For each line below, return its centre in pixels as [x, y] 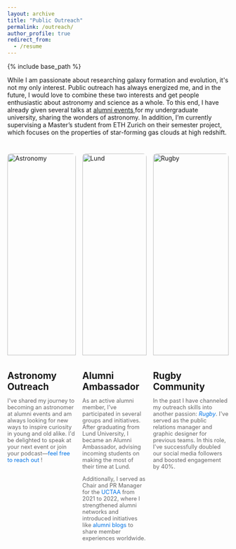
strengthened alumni [109, 506]
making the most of [107, 460]
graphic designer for [180, 434]
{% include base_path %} [44, 66]
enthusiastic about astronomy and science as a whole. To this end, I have [113, 102]
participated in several [112, 414]
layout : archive [31, 14]
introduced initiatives [110, 518]
